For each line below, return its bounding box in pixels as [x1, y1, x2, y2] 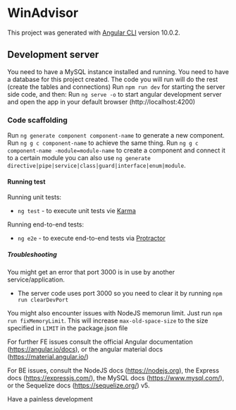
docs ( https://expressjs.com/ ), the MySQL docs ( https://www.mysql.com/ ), [7, 374, 225, 382]
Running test [7, 177, 46, 186]
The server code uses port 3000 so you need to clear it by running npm [17, 289, 223, 298]
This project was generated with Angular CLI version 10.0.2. [7, 28, 181, 37]
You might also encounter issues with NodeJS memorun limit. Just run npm [7, 309, 223, 318]
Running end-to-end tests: [7, 220, 85, 229]
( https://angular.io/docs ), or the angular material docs [7, 345, 163, 354]
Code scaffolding [7, 115, 68, 125]
